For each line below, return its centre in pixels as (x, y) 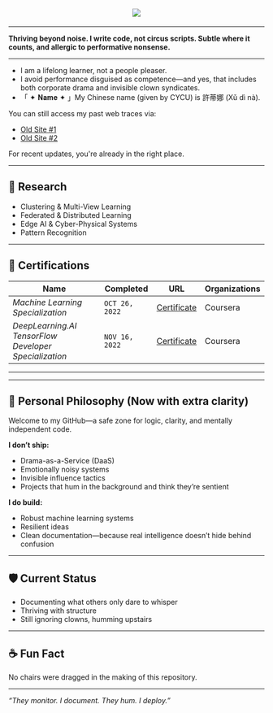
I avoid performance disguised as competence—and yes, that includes (139, 79)
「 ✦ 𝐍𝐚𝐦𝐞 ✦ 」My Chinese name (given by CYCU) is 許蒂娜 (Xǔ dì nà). (140, 97)
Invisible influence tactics (63, 478)
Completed (126, 289)
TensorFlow (35, 336)
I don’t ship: (29, 445)
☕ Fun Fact (37, 653)
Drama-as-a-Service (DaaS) (67, 461)
